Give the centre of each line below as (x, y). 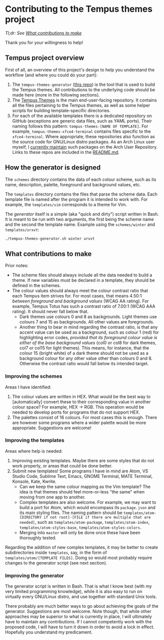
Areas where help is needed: (34, 451)
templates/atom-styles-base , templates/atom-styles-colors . (80, 527)
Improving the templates (35, 441)
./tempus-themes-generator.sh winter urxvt (50, 239)
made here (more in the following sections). (56, 95)
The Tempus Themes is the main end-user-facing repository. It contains (84, 100)
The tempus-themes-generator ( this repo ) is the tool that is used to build (83, 84)
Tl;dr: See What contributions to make (43, 33)
